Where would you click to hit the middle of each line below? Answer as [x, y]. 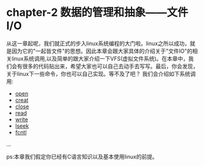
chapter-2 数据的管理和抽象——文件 [97, 12]
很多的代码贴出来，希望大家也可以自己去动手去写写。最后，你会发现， [110, 66]
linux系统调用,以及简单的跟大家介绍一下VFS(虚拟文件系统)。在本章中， [100, 58]
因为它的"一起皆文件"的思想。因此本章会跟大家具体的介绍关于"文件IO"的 [102, 51]
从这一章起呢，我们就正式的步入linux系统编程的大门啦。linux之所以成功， [98, 43]
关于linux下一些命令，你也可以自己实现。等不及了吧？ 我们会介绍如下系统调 [101, 74]
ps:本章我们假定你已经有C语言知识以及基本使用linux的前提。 [82, 156]
